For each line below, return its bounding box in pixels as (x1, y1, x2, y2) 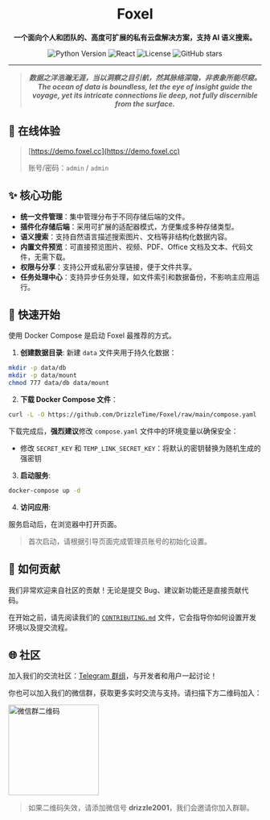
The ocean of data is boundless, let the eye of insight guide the (37, 81, 253, 91)
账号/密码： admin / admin (27, 163, 109, 172)
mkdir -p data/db (8, 364, 67, 372)
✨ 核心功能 (8, 188, 63, 202)
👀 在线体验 (8, 124, 60, 138)
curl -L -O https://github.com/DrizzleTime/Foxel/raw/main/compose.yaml (8, 411, 257, 419)
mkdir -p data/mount (8, 371, 78, 379)
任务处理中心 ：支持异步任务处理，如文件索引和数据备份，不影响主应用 (19, 271, 253, 282)
